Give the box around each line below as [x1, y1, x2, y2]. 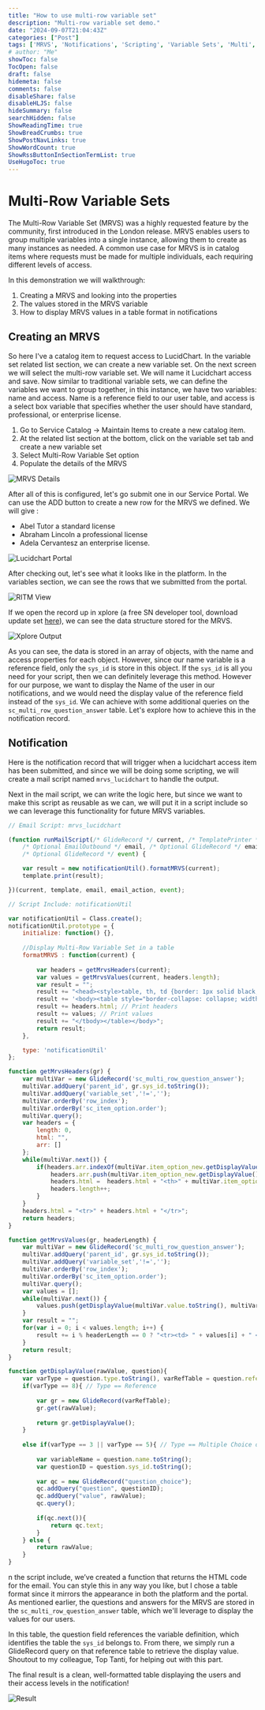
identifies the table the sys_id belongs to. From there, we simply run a [8, 1638, 235, 1648]
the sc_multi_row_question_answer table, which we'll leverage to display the [8, 1606, 254, 1615]
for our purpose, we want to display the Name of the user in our [8, 680, 215, 689]
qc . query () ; [36, 1499, 77, 1507]
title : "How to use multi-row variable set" [8, 11, 157, 20]
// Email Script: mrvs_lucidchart [8, 821, 122, 829]
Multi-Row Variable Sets [8, 192, 170, 210]
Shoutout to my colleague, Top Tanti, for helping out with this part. [8, 1655, 223, 1664]
